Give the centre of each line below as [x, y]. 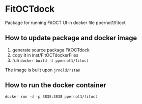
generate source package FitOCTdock [51, 50]
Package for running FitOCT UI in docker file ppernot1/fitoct [66, 23]
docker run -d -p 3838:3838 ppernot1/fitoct [51, 97]
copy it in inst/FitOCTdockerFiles [45, 55]
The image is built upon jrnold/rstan [43, 70]
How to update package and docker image [71, 38]
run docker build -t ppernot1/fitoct [50, 60]
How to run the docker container [56, 85]
